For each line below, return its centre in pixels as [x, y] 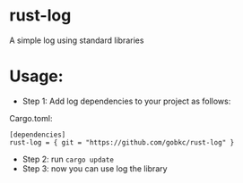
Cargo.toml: [31, 118]
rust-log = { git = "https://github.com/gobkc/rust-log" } [122, 142]
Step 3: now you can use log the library [95, 168]
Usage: [37, 76]
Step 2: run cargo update [68, 159]
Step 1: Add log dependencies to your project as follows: [126, 101]
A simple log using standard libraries [77, 40]
